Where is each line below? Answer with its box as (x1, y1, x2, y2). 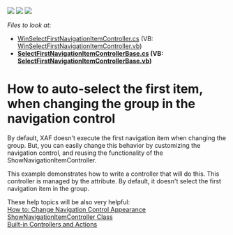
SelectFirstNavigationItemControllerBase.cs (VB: (17, 50, 164, 57)
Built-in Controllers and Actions (7, 220, 98, 228)
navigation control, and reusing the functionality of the (7, 149, 164, 157)
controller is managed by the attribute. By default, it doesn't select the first (7, 176, 222, 185)
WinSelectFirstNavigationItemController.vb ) (17, 42, 142, 50)
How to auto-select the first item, (7, 81, 204, 97)
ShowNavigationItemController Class (7, 213, 113, 221)
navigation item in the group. (7, 184, 89, 192)
